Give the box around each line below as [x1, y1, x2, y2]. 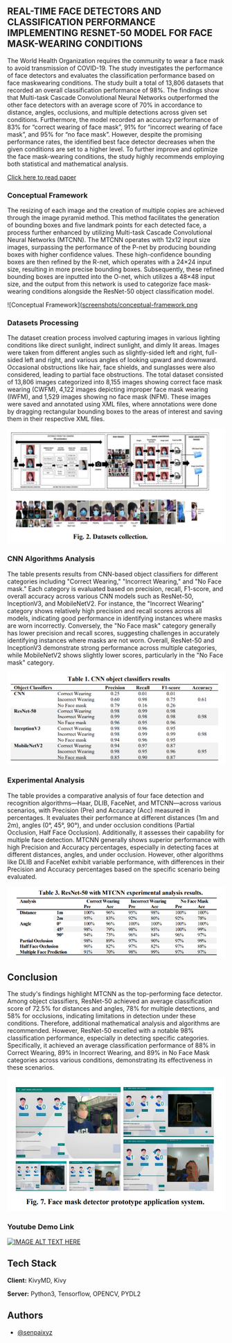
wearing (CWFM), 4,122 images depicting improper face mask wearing [7, 385, 208, 394]
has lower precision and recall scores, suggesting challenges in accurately [7, 628, 220, 637]
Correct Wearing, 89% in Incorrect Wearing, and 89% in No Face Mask [7, 1049, 210, 1057]
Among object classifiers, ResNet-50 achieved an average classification [7, 997, 213, 1005]
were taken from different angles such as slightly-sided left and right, [7, 348, 204, 357]
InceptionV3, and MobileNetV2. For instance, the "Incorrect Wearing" [7, 599, 204, 608]
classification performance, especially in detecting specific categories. [7, 1034, 209, 1043]
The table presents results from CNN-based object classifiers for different [7, 570, 218, 578]
